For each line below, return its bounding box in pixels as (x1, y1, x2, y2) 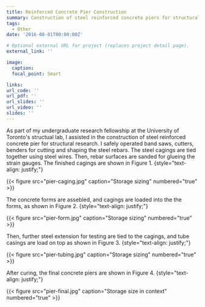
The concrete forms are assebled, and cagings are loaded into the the (6, 196, 182, 203)
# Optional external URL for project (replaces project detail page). (6, 43, 190, 49)
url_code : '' (6, 87, 40, 93)
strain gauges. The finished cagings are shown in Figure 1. (6, 159, 153, 167)
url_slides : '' (6, 99, 45, 105)
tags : (6, 20, 20, 26)
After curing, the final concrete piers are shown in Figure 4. (6, 269, 155, 276)
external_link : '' (6, 48, 53, 55)
